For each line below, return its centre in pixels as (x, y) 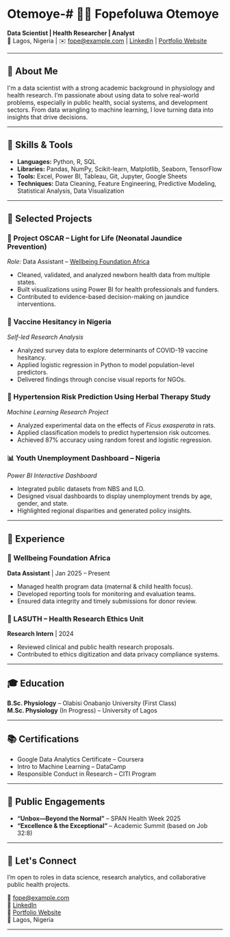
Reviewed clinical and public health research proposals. (95, 647)
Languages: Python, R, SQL (56, 161)
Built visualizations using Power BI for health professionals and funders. (118, 289)
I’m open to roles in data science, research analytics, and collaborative (106, 877)
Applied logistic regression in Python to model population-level (106, 365)
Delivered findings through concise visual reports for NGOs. (101, 379)
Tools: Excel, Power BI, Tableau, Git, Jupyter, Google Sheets (102, 176)
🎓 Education (36, 683)
